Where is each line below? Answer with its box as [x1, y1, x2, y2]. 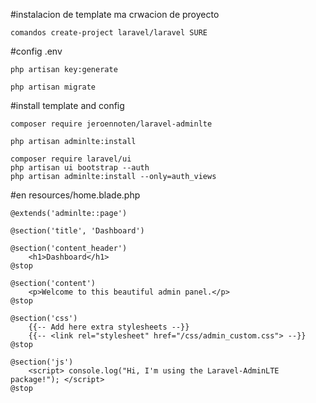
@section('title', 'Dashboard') [10, 226, 145, 236]
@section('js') [10, 357, 74, 367]
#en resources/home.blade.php [10, 189, 141, 201]
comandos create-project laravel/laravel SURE [10, 28, 208, 38]
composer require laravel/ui [10, 154, 132, 164]
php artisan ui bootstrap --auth [10, 163, 150, 173]
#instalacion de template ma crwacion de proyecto [10, 9, 220, 20]
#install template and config [10, 100, 125, 111]
